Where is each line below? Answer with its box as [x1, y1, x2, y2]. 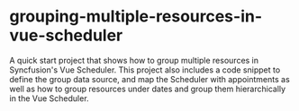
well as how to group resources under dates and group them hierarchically [9, 83, 286, 94]
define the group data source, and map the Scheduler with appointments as [9, 73, 290, 84]
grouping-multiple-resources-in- [9, 6, 263, 27]
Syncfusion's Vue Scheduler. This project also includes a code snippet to [9, 64, 281, 75]
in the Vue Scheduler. [9, 92, 89, 104]
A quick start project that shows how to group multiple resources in [9, 55, 259, 65]
